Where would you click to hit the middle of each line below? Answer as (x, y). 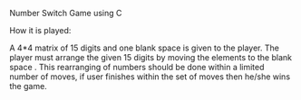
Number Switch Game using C (66, 13)
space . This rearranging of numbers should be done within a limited (137, 67)
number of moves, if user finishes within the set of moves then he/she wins (150, 77)
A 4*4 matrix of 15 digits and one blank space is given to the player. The (144, 48)
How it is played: (40, 30)
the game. (28, 86)
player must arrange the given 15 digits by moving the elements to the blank (151, 57)
